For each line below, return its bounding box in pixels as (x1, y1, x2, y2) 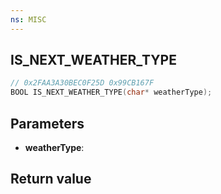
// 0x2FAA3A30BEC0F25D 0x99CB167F (10, 78, 155, 88)
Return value (10, 171, 92, 188)
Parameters (10, 115, 85, 132)
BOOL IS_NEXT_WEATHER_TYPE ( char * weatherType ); (10, 87, 213, 98)
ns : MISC (10, 14, 47, 25)
